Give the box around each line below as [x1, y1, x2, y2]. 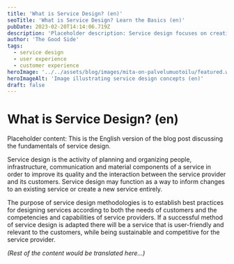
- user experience [13, 56, 68, 63]
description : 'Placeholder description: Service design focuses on [7, 29, 208, 37]
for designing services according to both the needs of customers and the [7, 206, 217, 215]
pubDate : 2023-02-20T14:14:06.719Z [7, 23, 111, 30]
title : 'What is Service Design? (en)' [7, 10, 123, 17]
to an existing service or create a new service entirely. [7, 185, 162, 194]
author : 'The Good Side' [7, 36, 79, 43]
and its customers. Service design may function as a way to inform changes [7, 178, 225, 186]
